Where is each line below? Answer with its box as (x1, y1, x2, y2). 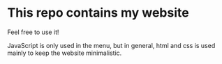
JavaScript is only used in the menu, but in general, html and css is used (7, 41, 216, 49)
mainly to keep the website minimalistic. (7, 49, 122, 57)
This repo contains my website (7, 5, 190, 21)
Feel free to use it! (7, 28, 59, 36)
